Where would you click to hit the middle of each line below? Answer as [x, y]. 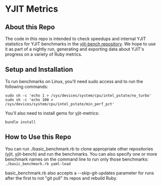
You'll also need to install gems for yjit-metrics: [52, 113]
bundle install [20, 122]
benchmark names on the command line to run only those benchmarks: [77, 159]
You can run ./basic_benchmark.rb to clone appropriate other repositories [79, 149]
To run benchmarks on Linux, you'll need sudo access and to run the [74, 81]
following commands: [27, 86]
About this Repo [30, 27]
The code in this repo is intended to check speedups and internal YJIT [76, 39]
